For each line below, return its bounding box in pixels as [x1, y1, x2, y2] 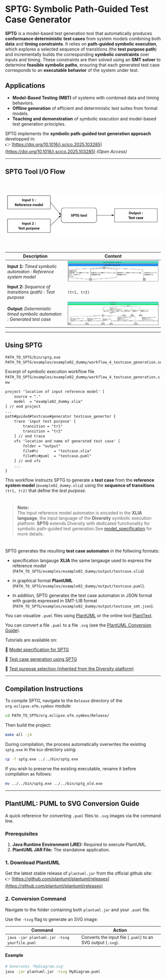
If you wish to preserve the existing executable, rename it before [5, 766, 136, 772]
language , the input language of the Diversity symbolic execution [17, 515, 152, 521]
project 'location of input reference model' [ [5, 389, 105, 394]
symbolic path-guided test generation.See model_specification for [17, 526, 152, 532]
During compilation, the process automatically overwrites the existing [5, 741, 146, 747]
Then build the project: [5, 722, 51, 728]
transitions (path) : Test [7, 289, 55, 295]
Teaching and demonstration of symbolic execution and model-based [12, 115, 157, 122]
